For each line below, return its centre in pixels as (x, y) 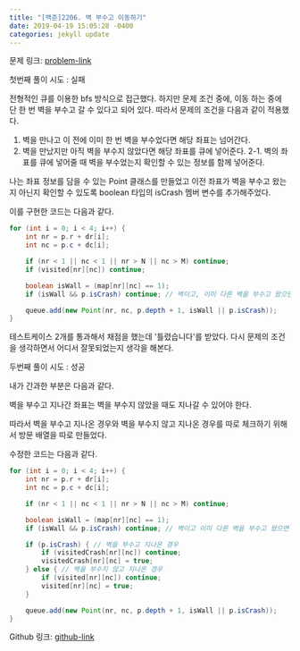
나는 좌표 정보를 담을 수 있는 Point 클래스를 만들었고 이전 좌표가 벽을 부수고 (140, 182)
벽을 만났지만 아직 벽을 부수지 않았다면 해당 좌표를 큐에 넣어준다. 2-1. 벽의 (150, 151)
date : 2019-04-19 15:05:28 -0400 (71, 26)
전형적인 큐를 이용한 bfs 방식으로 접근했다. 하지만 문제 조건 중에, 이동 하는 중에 (146, 98)
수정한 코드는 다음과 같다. (54, 454)
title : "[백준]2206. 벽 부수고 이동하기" (78, 17)
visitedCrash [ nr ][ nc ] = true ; (97, 561)
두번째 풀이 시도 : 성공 (47, 367)
